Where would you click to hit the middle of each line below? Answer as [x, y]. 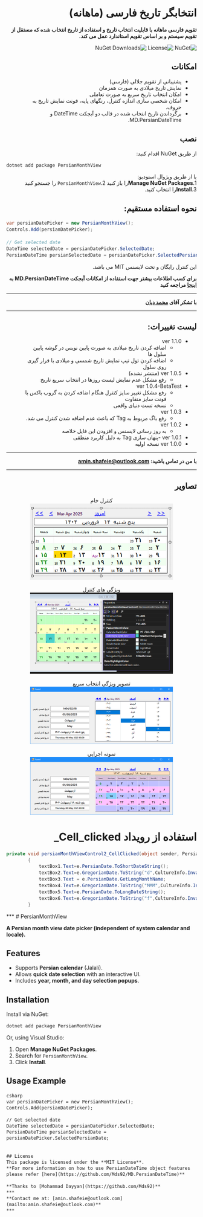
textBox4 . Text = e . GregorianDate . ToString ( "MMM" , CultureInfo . [116, 885]
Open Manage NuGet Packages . [56, 1049]
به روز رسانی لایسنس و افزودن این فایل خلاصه [114, 431]
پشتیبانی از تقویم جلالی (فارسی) [146, 81]
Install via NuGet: [27, 1014]
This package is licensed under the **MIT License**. [76, 1162]
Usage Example [36, 1081]
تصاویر [185, 486]
